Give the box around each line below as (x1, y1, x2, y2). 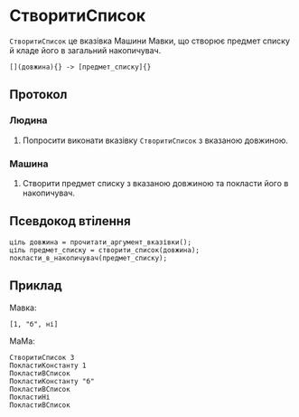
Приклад (9, 278, 62, 294)
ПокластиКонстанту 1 (9, 361, 88, 370)
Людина (9, 114, 48, 127)
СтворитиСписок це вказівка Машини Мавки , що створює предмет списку (9, 35, 291, 46)
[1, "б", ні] (9, 319, 59, 328)
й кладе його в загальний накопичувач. (9, 44, 162, 55)
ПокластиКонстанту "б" (9, 376, 95, 385)
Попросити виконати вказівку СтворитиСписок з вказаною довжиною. (22, 135, 289, 146)
